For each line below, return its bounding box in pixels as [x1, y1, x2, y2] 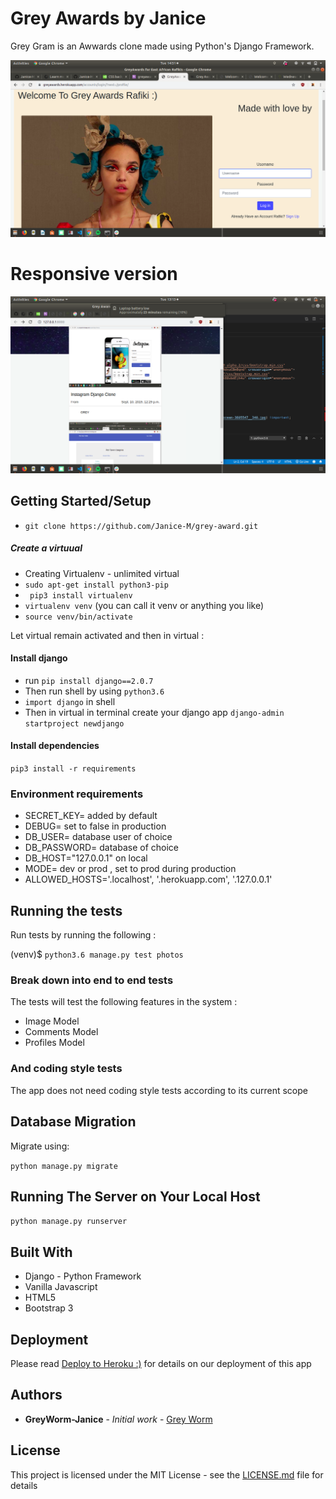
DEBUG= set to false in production [24, 820, 167, 832]
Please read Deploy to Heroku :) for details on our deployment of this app [10, 1358, 312, 1370]
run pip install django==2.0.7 [24, 674, 154, 686]
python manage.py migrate [10, 1161, 118, 1171]
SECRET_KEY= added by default [24, 810, 158, 822]
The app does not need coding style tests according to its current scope [10, 1084, 308, 1096]
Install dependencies [10, 740, 100, 752]
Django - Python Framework [24, 1270, 142, 1282]
